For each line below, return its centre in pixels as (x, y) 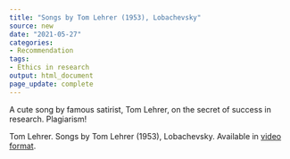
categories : (31, 42)
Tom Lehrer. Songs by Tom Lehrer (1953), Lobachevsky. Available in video (145, 136)
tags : (19, 59)
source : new (31, 26)
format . (23, 146)
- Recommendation (41, 51)
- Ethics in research (50, 68)
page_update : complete (51, 84)
